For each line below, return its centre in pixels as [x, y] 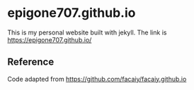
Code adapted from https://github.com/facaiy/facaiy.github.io [97, 79]
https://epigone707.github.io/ [50, 39]
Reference [31, 62]
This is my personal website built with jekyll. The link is [87, 32]
